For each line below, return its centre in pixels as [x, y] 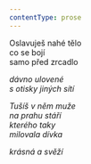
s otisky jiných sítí [42, 88]
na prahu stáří [35, 115]
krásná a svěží [37, 152]
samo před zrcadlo [44, 61]
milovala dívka [36, 134]
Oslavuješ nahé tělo [45, 43]
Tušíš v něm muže [42, 106]
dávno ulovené [37, 79]
